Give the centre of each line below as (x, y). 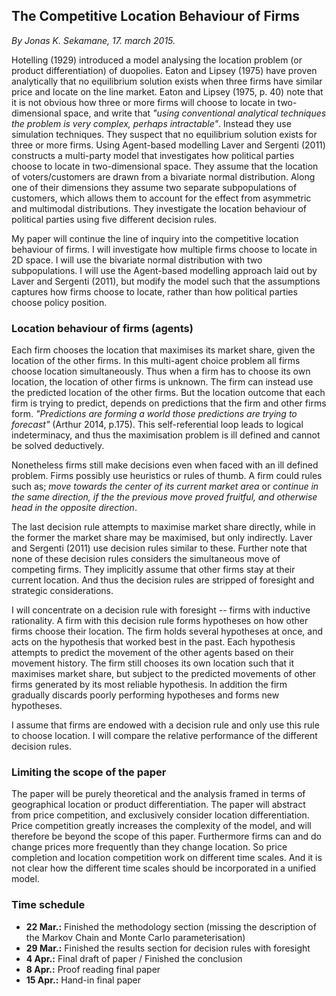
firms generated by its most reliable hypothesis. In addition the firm (149, 685)
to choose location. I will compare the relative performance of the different (164, 736)
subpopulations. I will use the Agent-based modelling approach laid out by (164, 270)
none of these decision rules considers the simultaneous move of (146, 559)
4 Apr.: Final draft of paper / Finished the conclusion (134, 958)
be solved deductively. (58, 446)
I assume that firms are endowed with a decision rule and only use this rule (165, 725)
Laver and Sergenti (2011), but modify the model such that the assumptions (166, 281)
